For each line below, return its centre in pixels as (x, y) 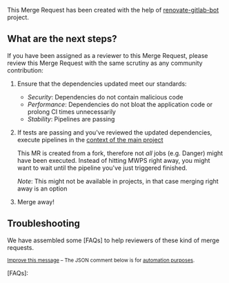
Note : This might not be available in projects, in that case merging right (118, 181)
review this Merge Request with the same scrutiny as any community (105, 63)
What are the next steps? (62, 39)
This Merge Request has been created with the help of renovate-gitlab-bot (113, 10)
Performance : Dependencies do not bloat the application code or (120, 104)
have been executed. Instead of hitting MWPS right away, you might (113, 160)
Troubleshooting (44, 224)
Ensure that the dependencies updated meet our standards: (102, 84)
